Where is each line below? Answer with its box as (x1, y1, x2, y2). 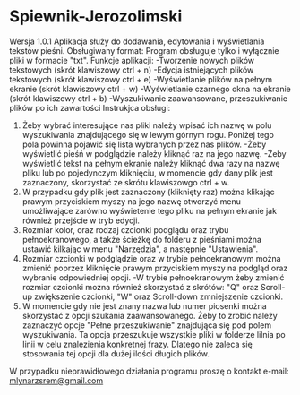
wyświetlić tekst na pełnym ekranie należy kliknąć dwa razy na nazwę (21, 158, 280, 168)
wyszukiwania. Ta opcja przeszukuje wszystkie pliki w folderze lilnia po (21, 329, 286, 339)
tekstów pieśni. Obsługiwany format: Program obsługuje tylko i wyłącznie (9, 45, 279, 56)
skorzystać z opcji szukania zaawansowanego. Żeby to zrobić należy (21, 310, 278, 321)
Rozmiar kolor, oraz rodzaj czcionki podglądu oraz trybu (21, 224, 229, 235)
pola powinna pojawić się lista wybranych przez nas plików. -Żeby (21, 139, 267, 150)
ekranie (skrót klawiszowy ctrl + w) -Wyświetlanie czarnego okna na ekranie (9, 83, 291, 94)
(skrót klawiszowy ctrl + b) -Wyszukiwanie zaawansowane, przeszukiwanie (9, 92, 288, 104)
